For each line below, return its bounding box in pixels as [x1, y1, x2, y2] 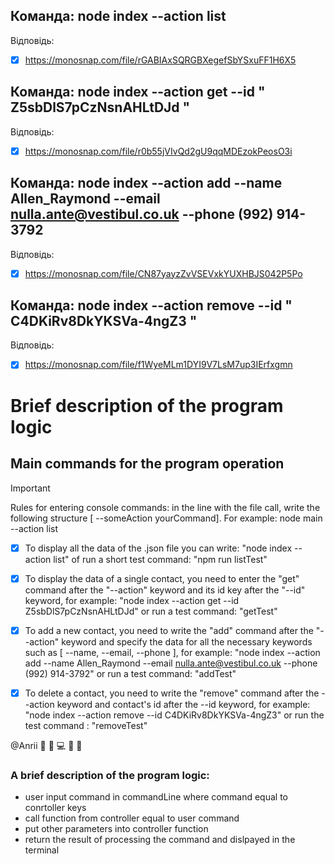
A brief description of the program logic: [10, 768, 210, 782]
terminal [24, 844, 60, 856]
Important [10, 482, 51, 494]
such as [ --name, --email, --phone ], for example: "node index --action [24, 646, 321, 658]
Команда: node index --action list [10, 8, 227, 25]
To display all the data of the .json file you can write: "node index [24, 542, 293, 554]
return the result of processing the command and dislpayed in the [24, 834, 296, 846]
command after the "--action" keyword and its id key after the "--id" [24, 584, 306, 596]
